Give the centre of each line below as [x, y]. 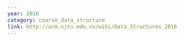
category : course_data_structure [56, 20]
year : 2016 [23, 14]
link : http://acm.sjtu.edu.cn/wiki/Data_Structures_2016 [92, 26]
